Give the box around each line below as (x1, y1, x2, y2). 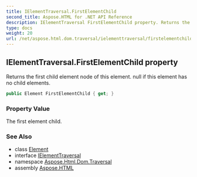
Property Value (6, 104, 50, 113)
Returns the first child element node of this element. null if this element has (6, 73, 188, 80)
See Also (6, 132, 32, 141)
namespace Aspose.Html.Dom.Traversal (14, 158, 113, 165)
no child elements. (6, 79, 51, 86)
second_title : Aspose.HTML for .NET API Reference (6, 14, 133, 20)
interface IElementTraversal (14, 152, 81, 159)
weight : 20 (6, 30, 33, 36)
